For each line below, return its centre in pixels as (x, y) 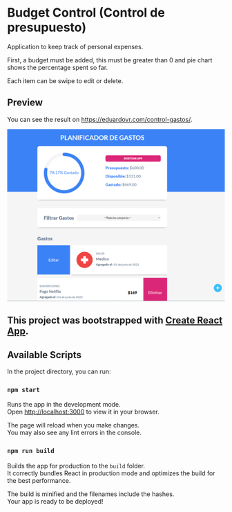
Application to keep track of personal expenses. (75, 46)
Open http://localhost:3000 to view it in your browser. (84, 412)
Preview (25, 103)
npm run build (31, 451)
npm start (23, 390)
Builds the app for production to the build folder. (76, 466)
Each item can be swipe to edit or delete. (65, 80)
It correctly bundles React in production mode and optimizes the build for (111, 473)
